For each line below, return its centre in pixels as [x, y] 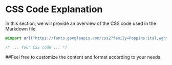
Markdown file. [21, 28]
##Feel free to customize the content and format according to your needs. [83, 57]
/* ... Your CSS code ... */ [36, 47]
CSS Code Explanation [54, 9]
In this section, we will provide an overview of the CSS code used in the [81, 23]
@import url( [19, 38]
